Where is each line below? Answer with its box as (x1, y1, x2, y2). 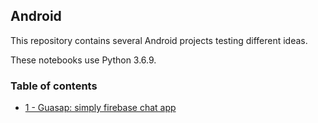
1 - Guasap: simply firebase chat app (24, 102, 177, 114)
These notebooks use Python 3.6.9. (10, 54, 157, 66)
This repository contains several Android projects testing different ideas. (10, 34, 308, 46)
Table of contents (10, 79, 98, 93)
